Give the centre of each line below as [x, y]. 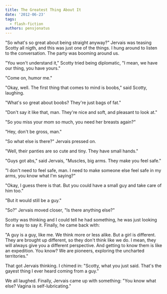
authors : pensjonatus [28, 28]
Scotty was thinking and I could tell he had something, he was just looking [81, 220]
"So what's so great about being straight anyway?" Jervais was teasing [79, 42]
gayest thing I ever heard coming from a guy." [52, 271]
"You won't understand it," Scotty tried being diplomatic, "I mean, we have [82, 63]
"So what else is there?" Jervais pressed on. [51, 141]
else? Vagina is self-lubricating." [38, 286]
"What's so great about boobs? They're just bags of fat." [63, 102]
